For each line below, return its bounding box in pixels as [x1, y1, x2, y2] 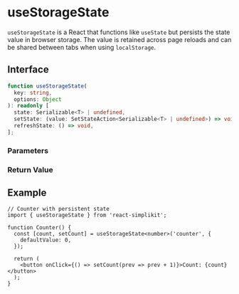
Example [7, 187, 47, 199]
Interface [7, 63, 49, 75]
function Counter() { [7, 224, 72, 231]
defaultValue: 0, [20, 236, 72, 244]
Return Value [7, 164, 53, 174]
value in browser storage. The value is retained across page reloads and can [7, 35, 232, 43]
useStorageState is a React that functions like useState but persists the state [7, 28, 230, 36]
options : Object [14, 95, 62, 103]
